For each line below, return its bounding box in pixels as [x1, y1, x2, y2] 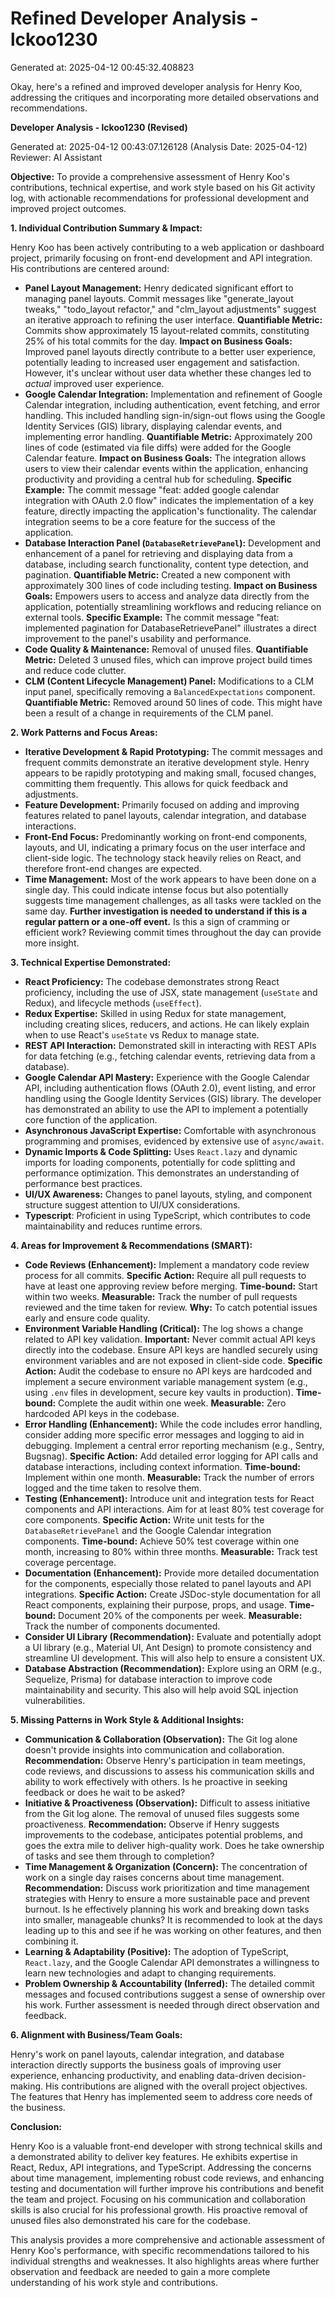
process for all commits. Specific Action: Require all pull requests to [24, 1269, 307, 1281]
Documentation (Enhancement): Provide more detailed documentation [24, 1567, 320, 1579]
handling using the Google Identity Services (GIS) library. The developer [24, 1092, 322, 1104]
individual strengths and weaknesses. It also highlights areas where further [10, 2255, 320, 2267]
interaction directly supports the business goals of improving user [10, 2058, 282, 2071]
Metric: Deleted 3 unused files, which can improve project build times [24, 653, 313, 666]
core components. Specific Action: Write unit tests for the [24, 1513, 265, 1526]
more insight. [24, 937, 80, 949]
